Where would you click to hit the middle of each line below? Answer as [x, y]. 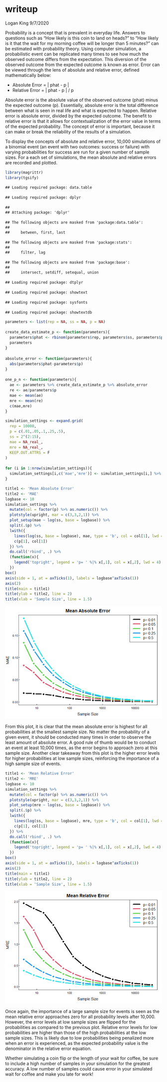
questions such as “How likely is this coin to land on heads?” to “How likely [82, 38]
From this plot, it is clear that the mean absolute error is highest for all [76, 727]
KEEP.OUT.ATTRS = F [30, 453]
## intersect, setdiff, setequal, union [52, 272]
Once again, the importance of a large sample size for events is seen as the [83, 1012]
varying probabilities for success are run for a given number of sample [77, 152]
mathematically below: [28, 75]
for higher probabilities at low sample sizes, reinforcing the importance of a [82, 759]
